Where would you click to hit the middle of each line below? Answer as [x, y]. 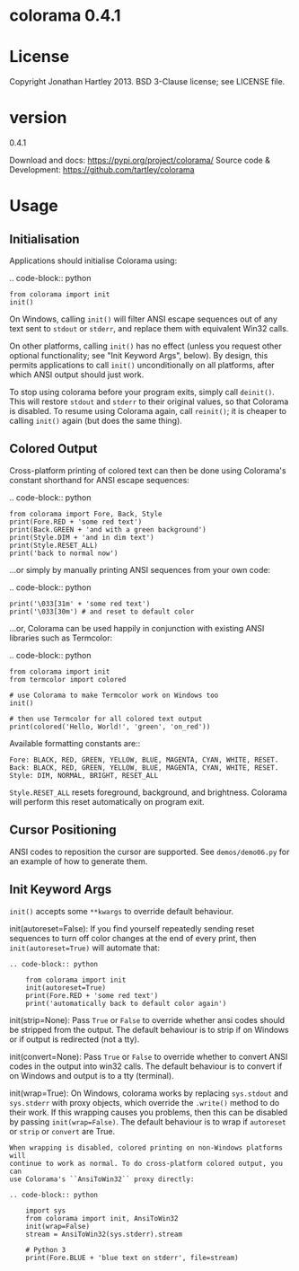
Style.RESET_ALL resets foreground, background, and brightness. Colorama [148, 792]
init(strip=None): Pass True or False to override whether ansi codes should [147, 1019]
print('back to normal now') [64, 553]
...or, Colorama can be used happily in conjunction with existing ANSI [137, 628]
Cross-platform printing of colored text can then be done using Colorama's [148, 470]
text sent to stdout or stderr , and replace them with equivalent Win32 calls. [149, 329]
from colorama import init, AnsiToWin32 [102, 1218]
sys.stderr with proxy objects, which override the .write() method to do [145, 1102]
